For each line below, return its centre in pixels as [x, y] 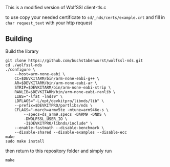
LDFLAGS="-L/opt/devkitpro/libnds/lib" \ [59, 101]
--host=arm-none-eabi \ [40, 74]
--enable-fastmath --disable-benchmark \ [59, 128]
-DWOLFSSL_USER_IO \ [46, 119]
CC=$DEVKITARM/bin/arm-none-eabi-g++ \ [57, 78]
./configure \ [20, 69]
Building [19, 39]
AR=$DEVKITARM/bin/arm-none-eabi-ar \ [56, 83]
